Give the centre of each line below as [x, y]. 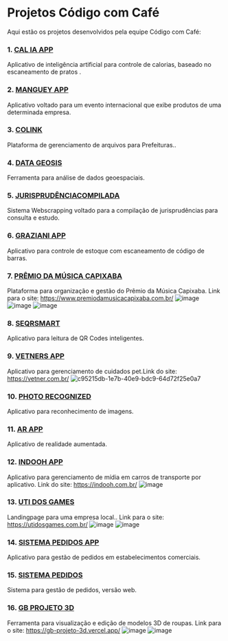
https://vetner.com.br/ [38, 378]
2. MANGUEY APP [38, 90]
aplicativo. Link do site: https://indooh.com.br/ [72, 484]
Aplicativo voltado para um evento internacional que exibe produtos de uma [114, 105]
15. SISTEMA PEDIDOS [45, 575]
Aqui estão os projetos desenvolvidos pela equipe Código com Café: [104, 32]
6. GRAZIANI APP [37, 235]
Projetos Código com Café [83, 13]
